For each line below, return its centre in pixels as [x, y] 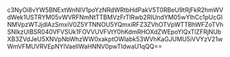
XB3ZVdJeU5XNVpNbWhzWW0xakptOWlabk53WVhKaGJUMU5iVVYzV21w [115, 39]
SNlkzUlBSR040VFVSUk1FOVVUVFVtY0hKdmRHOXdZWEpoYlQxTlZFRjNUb [114, 32]
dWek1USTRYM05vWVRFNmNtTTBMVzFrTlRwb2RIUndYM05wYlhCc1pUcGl [115, 17]
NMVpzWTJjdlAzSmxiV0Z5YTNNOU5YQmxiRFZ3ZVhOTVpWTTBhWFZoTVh [115, 24]
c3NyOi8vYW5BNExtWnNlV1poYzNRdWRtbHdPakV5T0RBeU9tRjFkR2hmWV [115, 10]
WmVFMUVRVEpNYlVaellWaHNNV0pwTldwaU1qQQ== [85, 46]
